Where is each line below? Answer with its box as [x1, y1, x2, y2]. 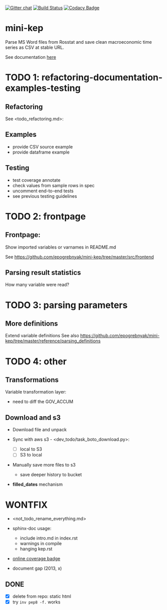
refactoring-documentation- [41, 72, 163, 83]
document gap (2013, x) [12, 565, 62, 571]
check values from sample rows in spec [12, 182, 95, 188]
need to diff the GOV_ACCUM [12, 399, 74, 405]
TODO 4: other [5, 355, 67, 367]
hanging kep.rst [20, 546, 53, 552]
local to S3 [20, 446, 43, 452]
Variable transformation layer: [5, 389, 67, 395]
